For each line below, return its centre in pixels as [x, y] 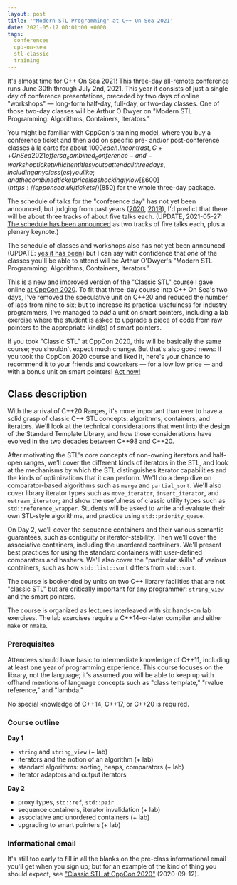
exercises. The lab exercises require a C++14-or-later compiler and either [115, 618]
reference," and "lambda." [46, 690]
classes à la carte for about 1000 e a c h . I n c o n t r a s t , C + [85, 148]
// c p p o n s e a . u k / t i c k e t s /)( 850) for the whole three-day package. [123, 187]
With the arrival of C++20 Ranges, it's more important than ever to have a [115, 411]
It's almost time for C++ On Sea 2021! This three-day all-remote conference [118, 81]
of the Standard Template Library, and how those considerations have [110, 434]
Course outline [33, 722]
